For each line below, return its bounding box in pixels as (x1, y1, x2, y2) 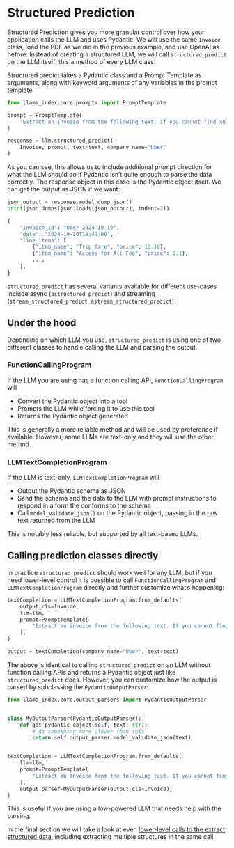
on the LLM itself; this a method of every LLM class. (7, 57, 156, 65)
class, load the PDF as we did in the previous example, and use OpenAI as (7, 42, 220, 51)
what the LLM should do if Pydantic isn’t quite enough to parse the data (7, 171, 212, 179)
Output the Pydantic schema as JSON (17, 487, 127, 495)
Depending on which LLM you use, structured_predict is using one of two (7, 336, 221, 344)
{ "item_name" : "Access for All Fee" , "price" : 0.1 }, (32, 250, 189, 257)
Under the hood (7, 317, 77, 329)
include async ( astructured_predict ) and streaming (7, 289, 155, 297)
